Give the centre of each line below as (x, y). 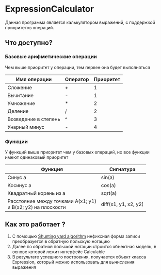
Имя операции (34, 79)
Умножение (21, 103)
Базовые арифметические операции (51, 57)
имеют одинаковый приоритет (37, 157)
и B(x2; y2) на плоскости (37, 207)
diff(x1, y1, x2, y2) (122, 204)
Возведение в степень (34, 119)
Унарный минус (26, 127)
